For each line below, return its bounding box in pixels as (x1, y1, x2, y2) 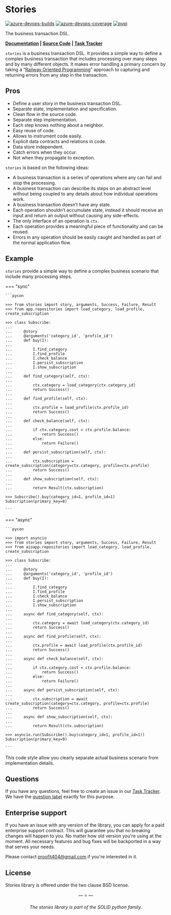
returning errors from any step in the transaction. (5, 72, 108, 78)
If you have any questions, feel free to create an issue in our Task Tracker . (5, 788, 161, 794)
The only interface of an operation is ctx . (12, 218, 99, 224)
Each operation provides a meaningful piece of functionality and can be (12, 223, 163, 229)
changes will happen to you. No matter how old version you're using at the (5, 833, 162, 839)
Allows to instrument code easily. (12, 133, 83, 139)
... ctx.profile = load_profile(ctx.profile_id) (5, 405, 129, 410)
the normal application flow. (12, 239, 71, 246)
